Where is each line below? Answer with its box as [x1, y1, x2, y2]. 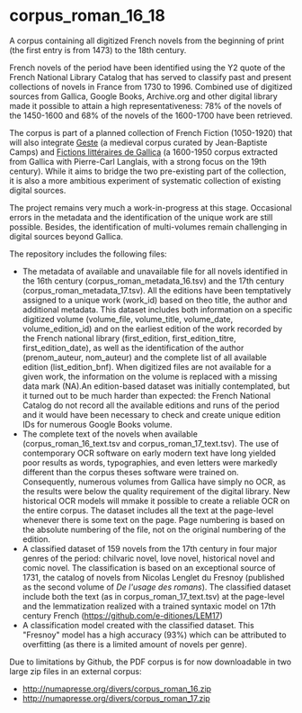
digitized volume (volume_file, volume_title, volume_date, [22, 313, 234, 324]
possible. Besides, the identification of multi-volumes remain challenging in [9, 221, 288, 232]
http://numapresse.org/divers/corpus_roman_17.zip [22, 692, 211, 703]
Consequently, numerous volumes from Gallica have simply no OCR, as [22, 476, 286, 487]
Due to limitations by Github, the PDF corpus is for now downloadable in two [9, 656, 292, 667]
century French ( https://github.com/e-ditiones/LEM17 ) [22, 609, 223, 621]
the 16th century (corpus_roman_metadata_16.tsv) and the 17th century [22, 275, 285, 286]
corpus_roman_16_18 [9, 5, 166, 26]
